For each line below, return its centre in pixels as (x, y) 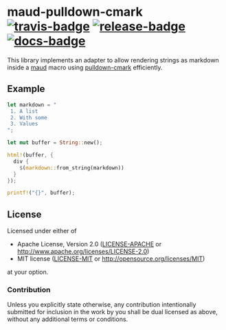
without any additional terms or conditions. (68, 319)
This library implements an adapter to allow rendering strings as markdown (113, 60)
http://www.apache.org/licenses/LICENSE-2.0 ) (83, 252)
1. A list (24, 111)
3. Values (24, 124)
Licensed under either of (42, 231)
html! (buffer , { (30, 155)
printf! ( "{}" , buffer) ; (41, 193)
